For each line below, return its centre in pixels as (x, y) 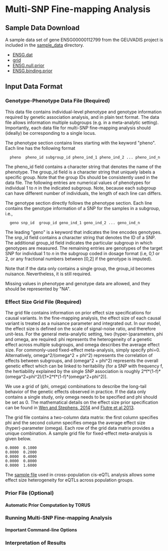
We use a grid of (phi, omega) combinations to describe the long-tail (76, 386)
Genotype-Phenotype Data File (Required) (58, 101)
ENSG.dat (23, 55)
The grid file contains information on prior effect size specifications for (78, 312)
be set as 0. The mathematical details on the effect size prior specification (82, 402)
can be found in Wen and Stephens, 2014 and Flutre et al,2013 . (70, 408)
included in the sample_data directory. (45, 45)
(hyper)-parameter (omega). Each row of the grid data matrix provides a (80, 428)
